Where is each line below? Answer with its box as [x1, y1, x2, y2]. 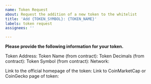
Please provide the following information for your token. [5, 43, 124, 49]
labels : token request [5, 21, 52, 26]
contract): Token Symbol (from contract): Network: [5, 58, 110, 64]
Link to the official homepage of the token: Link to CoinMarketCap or [5, 68, 146, 74]
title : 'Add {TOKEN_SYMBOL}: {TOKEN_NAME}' [5, 16, 97, 21]
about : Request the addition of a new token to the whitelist [5, 12, 137, 17]
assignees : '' [5, 26, 35, 31]
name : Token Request [5, 7, 48, 12]
